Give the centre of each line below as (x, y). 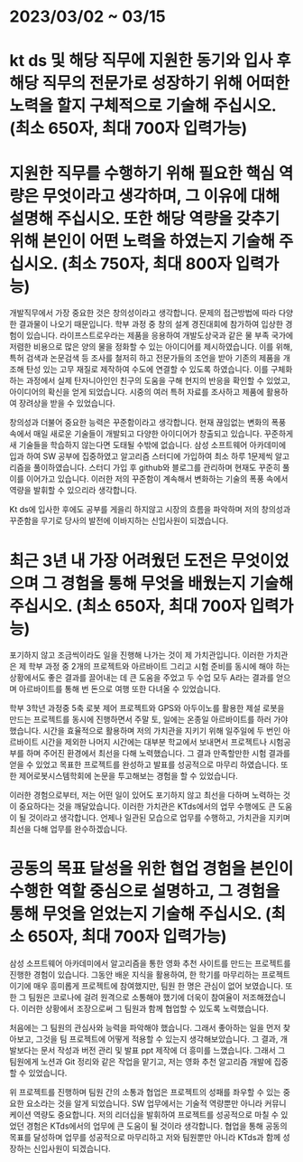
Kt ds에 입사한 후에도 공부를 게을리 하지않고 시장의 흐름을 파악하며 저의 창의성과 (150, 510)
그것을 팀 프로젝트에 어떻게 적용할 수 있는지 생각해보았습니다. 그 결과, (157, 1039)
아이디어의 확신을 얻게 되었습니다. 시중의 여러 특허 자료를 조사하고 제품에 (137, 392)
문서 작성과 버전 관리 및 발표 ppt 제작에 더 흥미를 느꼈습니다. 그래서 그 (163, 1051)
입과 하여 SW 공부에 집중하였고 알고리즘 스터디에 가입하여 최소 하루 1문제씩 (141, 456)
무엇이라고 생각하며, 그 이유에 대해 (161, 196)
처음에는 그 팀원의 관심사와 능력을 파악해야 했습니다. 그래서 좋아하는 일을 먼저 (145, 1028)
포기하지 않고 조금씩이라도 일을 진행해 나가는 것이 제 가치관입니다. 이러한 (137, 655)
